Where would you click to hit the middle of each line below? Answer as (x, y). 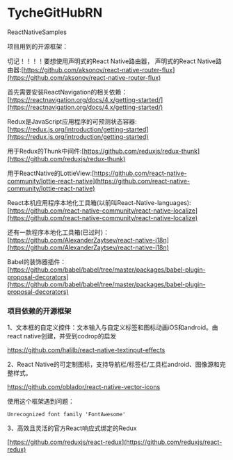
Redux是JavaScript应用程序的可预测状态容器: (72, 121)
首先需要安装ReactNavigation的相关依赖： (67, 92)
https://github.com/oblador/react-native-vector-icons (84, 387)
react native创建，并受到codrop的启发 (62, 336)
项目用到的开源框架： (38, 46)
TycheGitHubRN (55, 13)
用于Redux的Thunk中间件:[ (46, 151)
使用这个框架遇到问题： (41, 402)
